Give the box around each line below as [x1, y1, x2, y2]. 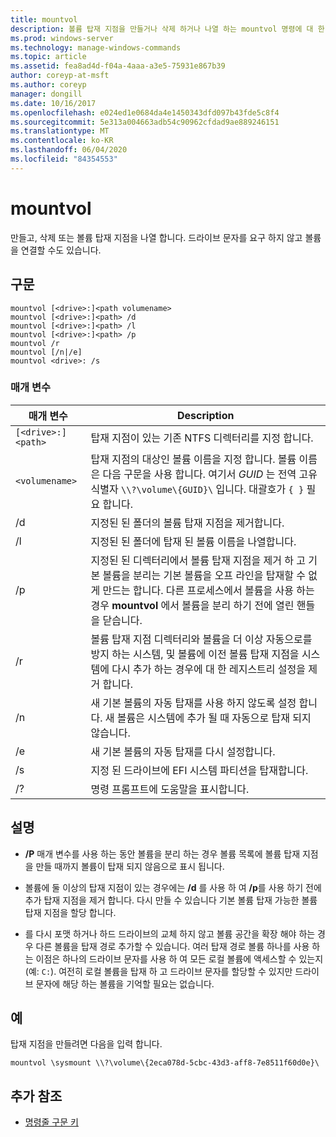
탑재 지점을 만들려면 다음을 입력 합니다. [10, 1038, 163, 1050]
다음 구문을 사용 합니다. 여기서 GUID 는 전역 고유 [102, 467, 318, 481]
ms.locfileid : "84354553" [10, 154, 118, 164]
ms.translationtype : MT [10, 126, 110, 136]
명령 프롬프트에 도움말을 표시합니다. [90, 782, 250, 796]
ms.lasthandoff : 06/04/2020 [10, 145, 128, 155]
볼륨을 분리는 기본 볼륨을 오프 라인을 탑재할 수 [102, 568, 307, 582]
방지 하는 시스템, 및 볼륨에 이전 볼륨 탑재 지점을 [90, 647, 300, 661]
